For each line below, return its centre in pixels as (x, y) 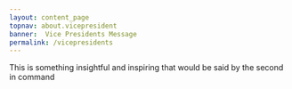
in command (32, 77)
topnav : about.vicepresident (63, 26)
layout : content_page (49, 17)
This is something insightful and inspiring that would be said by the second (146, 68)
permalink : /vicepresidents (61, 42)
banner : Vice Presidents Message (73, 34)
